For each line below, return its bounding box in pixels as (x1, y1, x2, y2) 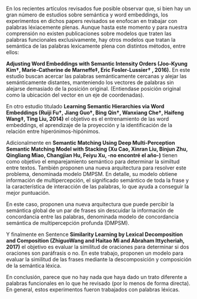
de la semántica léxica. (6, 262, 62, 269)
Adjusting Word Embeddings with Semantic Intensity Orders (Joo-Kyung (6, 60, 188, 67)
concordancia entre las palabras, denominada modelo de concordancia (6, 213, 179, 220)
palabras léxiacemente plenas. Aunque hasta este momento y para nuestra (6, 24, 188, 31)
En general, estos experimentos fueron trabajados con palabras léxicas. (6, 286, 181, 293)
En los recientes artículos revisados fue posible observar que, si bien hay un (6, 5, 191, 12)
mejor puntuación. (6, 190, 51, 196)
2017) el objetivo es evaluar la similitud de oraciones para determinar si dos (6, 244, 189, 250)
